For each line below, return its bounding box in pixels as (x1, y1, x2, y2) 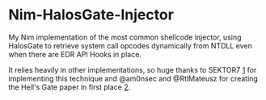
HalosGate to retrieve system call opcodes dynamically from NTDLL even (8, 40, 252, 50)
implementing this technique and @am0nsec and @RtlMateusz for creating (8, 73, 259, 83)
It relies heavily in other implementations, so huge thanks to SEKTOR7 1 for (8, 65, 257, 74)
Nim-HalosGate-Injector (8, 6, 174, 24)
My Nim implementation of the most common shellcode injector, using (8, 32, 242, 42)
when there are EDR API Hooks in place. (8, 49, 141, 59)
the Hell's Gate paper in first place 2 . (8, 82, 131, 92)
